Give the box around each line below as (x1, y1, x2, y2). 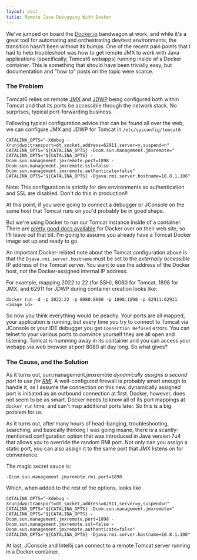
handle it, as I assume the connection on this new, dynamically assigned (6, 384, 181, 391)
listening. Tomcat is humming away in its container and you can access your (6, 337, 191, 344)
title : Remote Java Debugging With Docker (6, 14, 112, 20)
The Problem (6, 82, 44, 90)
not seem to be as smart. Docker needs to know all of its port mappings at (6, 396, 185, 403)
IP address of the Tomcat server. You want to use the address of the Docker (6, 261, 190, 268)
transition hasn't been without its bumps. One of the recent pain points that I (6, 42, 191, 50)
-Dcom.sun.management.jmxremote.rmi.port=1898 (6, 474, 122, 480)
